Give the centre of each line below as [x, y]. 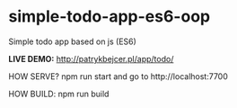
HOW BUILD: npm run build [59, 94]
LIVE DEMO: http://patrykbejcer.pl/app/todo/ [91, 58]
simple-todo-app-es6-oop [110, 17]
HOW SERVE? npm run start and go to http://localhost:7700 [118, 76]
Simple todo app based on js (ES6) [72, 41]
